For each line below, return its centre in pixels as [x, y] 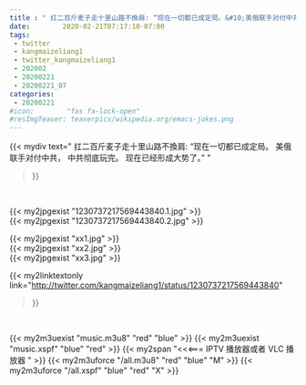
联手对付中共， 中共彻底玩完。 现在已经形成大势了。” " [110, 158]
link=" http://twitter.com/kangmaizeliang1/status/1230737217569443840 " [146, 285]
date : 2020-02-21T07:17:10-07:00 [87, 26]
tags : [20, 35]
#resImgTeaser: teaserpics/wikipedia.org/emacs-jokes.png [122, 119]
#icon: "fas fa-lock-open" [75, 111]
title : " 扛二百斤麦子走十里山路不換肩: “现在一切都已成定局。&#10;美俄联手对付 [148, 18]
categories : [32, 94]
